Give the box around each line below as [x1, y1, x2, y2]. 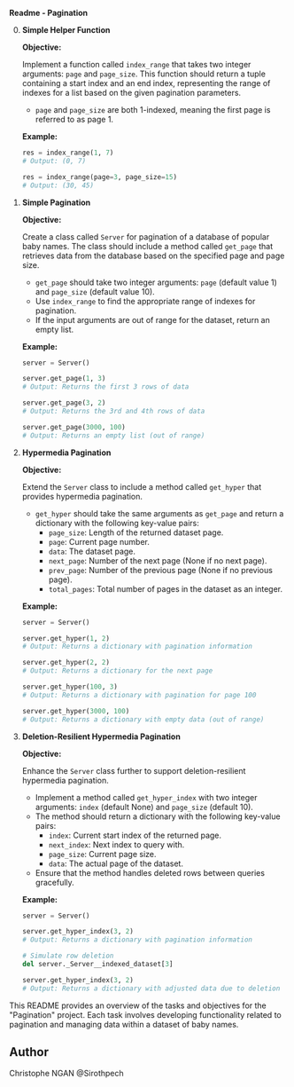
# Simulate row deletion [21, 951, 114, 961]
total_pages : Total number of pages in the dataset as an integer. [48, 583, 283, 594]
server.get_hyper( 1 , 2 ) [21, 634, 111, 642]
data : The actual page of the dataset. [48, 858, 184, 869]
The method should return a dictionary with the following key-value [35, 811, 281, 822]
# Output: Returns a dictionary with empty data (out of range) [21, 714, 265, 724]
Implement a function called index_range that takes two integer [21, 59, 251, 69]
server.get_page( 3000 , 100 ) [21, 422, 126, 431]
